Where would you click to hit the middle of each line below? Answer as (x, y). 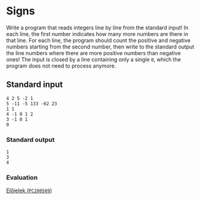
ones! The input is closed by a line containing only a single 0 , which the (93, 59)
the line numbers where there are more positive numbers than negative (93, 53)
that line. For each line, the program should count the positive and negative (99, 40)
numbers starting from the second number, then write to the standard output (100, 47)
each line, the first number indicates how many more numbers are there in (97, 34)
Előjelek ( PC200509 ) (29, 190)
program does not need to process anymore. (61, 66)
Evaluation (22, 177)
